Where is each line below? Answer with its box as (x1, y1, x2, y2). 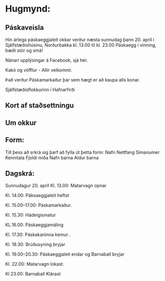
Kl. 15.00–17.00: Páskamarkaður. (5, 202, 72, 208)
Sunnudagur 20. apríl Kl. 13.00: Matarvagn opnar (5, 183, 107, 189)
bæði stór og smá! (5, 48, 43, 53)
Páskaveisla (5, 23, 44, 32)
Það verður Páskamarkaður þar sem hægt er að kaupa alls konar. (5, 77, 140, 83)
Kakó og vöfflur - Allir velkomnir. (5, 67, 72, 73)
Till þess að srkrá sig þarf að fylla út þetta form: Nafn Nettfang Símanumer (5, 149, 160, 155)
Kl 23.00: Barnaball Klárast (5, 271, 61, 277)
